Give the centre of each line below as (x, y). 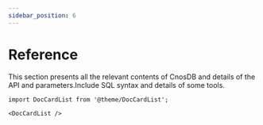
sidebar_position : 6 (43, 15)
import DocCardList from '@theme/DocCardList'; (89, 100)
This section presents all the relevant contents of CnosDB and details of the (132, 77)
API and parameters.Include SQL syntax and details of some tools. (116, 85)
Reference (43, 54)
